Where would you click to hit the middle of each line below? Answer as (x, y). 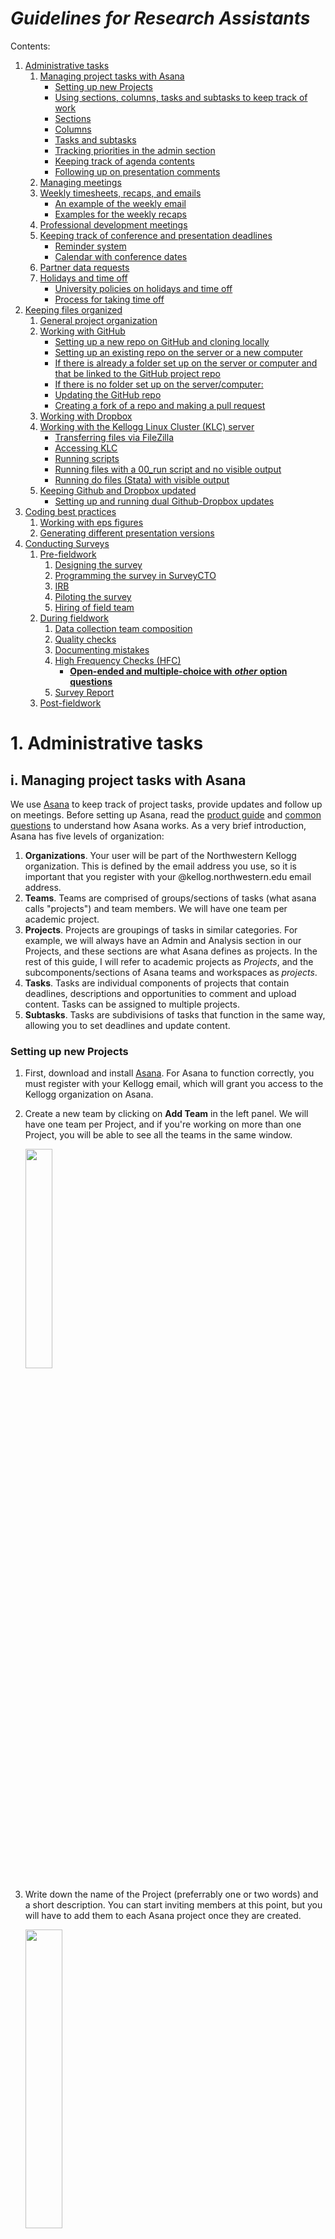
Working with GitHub (82, 331)
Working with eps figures (91, 522)
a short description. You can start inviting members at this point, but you (173, 1905)
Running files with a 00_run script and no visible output (168, 469)
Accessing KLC (86, 448)
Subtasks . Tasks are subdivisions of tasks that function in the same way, (175, 1014)
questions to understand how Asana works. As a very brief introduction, (158, 825)
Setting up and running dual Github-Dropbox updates (164, 501)
